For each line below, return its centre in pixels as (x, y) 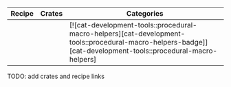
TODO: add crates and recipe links (56, 76)
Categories (145, 13)
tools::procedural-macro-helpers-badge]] (139, 42)
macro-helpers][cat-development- (127, 34)
